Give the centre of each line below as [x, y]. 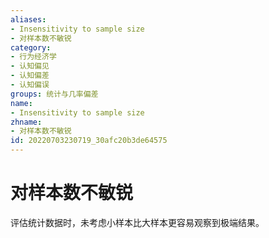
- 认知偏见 [30, 66]
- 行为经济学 [33, 57]
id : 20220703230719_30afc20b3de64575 [89, 141]
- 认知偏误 [30, 85]
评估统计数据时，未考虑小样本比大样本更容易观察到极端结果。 [137, 222]
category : [31, 47]
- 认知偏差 [30, 76]
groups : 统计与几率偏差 [54, 94]
